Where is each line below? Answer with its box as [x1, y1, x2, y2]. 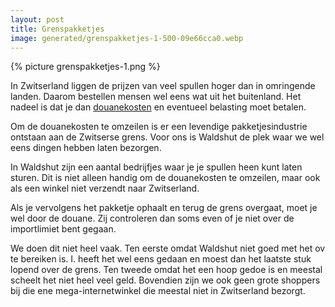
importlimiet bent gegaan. [10, 223, 117, 235]
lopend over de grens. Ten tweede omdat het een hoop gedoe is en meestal [10, 264, 323, 276]
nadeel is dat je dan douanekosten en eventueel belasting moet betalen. [10, 101, 307, 113]
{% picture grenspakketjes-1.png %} [10, 61, 161, 73]
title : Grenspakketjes [10, 24, 105, 34]
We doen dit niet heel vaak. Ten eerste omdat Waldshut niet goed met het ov [10, 242, 326, 255]
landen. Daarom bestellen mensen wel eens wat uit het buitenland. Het [10, 91, 302, 103]
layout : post [10, 14, 65, 25]
